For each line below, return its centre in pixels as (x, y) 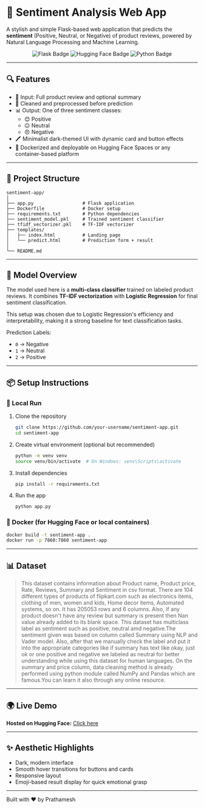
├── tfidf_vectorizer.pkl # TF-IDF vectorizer (70, 224)
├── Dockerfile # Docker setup (63, 209)
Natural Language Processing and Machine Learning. (73, 42)
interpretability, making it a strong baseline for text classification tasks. (95, 321)
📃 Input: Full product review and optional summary (78, 97)
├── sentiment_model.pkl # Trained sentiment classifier (85, 219)
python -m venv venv (41, 455)
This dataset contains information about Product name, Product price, (108, 583)
